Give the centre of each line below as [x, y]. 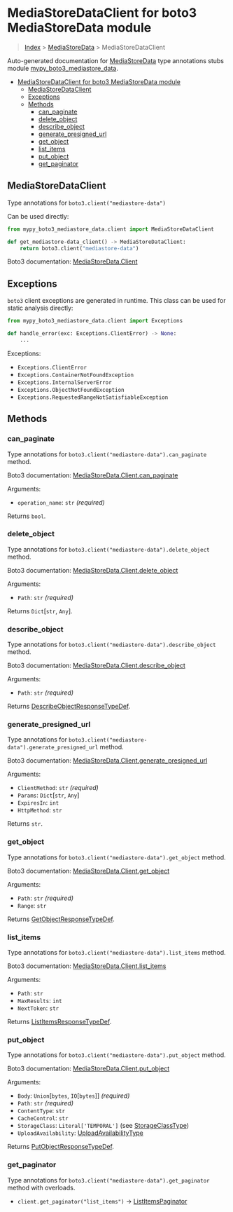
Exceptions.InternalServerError [64, 382]
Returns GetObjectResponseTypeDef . [61, 919]
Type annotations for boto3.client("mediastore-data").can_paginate [107, 454]
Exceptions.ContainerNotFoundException [76, 375]
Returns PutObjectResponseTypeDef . [61, 1147]
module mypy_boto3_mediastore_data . [63, 68]
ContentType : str [41, 1111]
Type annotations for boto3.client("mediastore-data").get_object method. [116, 857]
